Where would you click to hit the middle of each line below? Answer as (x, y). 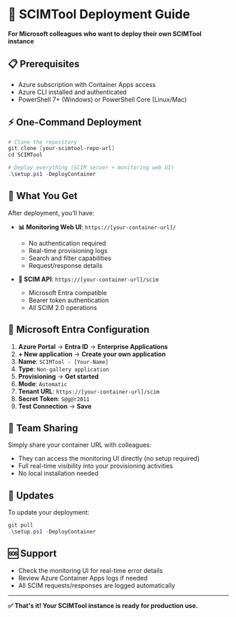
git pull (21, 525)
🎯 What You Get (43, 196)
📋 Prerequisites (44, 64)
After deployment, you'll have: (51, 212)
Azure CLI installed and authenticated (72, 92)
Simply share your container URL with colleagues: (80, 445)
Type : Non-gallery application (63, 369)
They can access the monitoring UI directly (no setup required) (109, 459)
